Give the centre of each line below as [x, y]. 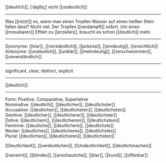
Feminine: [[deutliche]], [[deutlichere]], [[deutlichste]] [60, 125]
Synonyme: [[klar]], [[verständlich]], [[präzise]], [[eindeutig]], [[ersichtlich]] [82, 46]
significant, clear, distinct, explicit [39, 71]
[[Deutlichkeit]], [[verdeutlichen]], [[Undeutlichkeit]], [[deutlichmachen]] [78, 145]
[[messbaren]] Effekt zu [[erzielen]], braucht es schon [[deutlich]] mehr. [78, 32]
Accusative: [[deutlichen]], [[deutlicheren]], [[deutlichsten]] [65, 110]
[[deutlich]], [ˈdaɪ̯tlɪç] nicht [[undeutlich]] [46, 7]
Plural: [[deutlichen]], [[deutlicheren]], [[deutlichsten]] [60, 136]
